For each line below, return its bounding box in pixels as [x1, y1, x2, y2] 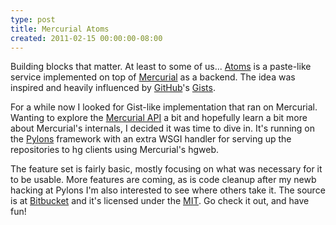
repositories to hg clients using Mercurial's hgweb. [10, 144, 220, 156]
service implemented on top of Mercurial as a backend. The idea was [10, 71, 296, 83]
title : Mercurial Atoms [10, 24, 110, 34]
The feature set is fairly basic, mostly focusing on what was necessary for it [10, 163, 323, 175]
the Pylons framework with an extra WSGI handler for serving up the [10, 133, 292, 145]
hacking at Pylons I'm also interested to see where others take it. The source [10, 184, 326, 196]
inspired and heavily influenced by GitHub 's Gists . [10, 82, 216, 94]
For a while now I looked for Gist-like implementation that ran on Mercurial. [10, 101, 318, 113]
